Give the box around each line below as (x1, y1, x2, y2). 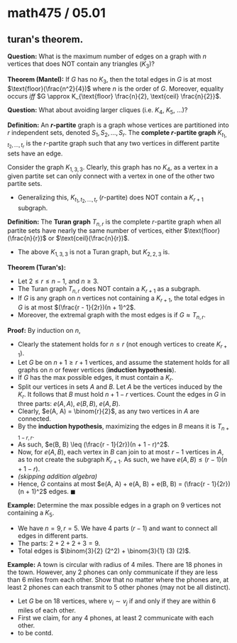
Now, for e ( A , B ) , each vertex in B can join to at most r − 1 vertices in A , (17, 448, 224, 456)
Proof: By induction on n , (7, 326, 81, 334)
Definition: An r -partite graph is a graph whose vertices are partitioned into (7, 121, 229, 129)
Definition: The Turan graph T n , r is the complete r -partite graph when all (7, 217, 221, 228)
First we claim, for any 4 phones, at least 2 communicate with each (17, 613, 214, 622)
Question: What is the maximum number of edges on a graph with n (7, 52, 207, 60)
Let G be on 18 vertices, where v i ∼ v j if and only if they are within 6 (17, 596, 216, 607)
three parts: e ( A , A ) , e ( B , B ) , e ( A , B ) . (17, 399, 121, 407)
